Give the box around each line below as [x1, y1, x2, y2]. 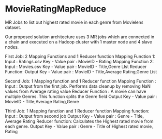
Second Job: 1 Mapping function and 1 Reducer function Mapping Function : [5, 78, 156, 84]
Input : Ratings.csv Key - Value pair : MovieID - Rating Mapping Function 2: [5, 58, 154, 64]
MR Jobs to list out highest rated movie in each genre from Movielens [5, 19, 144, 25]
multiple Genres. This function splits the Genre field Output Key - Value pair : [5, 93, 158, 99]
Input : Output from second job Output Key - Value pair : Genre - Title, [5, 113, 144, 119]
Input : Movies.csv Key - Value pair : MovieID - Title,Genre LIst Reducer [5, 64, 147, 69]
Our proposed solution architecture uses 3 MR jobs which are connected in [5, 34, 155, 40]
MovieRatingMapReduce [5, 3, 106, 14]
